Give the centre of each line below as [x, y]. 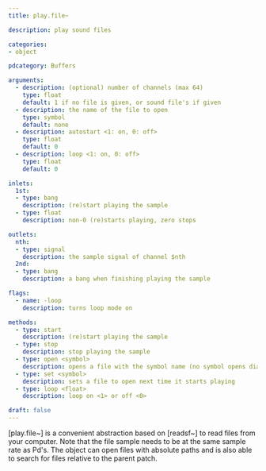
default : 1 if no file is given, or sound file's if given [122, 102]
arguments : [26, 80]
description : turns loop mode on [78, 308]
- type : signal [40, 249]
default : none [46, 125]
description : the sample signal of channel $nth [104, 257]
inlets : [21, 183]
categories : [28, 44]
